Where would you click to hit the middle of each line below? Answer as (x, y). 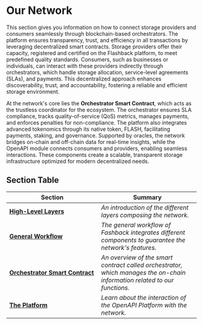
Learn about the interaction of (144, 297)
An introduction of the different (145, 208)
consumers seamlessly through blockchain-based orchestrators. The (92, 33)
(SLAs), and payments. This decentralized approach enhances (84, 79)
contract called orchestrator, (142, 265)
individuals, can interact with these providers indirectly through (85, 66)
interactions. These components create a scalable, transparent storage (95, 154)
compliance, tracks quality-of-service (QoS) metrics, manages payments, (98, 116)
